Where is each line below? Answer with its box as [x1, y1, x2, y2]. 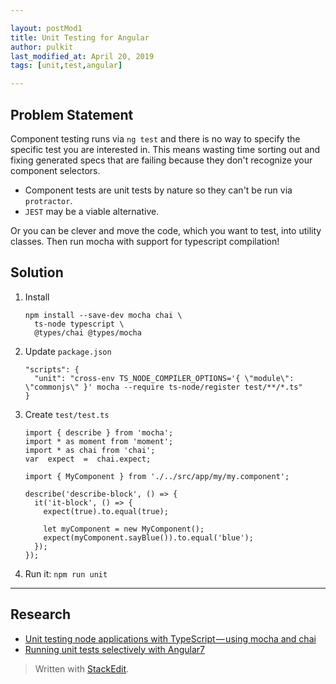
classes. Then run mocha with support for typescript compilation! [10, 235, 280, 247]
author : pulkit [10, 42, 74, 52]
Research [10, 606, 72, 623]
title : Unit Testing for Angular [10, 32, 150, 43]
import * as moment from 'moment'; [24, 436, 174, 446]
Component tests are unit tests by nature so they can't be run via [24, 184, 293, 196]
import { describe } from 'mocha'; [24, 427, 174, 438]
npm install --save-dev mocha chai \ [24, 310, 183, 320]
